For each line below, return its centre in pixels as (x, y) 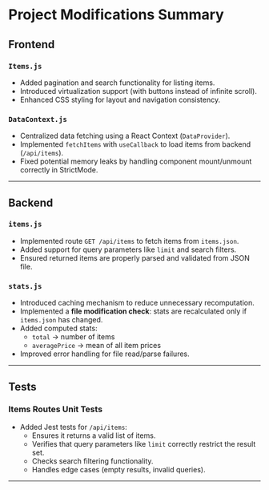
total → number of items (73, 337)
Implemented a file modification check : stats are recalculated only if (133, 311)
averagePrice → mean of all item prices (96, 346)
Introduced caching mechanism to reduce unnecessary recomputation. (137, 303)
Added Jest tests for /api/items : (74, 427)
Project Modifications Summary (116, 15)
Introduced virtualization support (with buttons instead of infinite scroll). (139, 91)
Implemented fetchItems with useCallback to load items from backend (135, 144)
